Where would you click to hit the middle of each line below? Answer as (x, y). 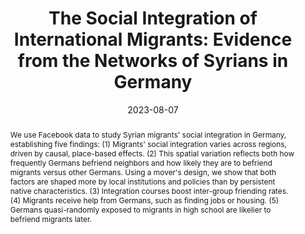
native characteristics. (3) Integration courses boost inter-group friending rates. (149, 190)
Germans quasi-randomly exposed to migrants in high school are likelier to (140, 209)
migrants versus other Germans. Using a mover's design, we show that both (143, 172)
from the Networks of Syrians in (153, 61)
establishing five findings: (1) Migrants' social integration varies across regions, (148, 143)
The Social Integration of (153, 18)
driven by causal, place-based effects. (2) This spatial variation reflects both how (152, 153)
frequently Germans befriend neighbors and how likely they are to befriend (141, 162)
